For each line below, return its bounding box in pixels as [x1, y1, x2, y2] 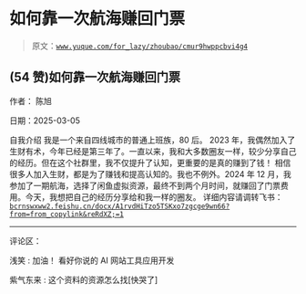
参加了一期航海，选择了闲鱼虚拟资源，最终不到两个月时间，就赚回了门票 [9, 180, 280, 191]
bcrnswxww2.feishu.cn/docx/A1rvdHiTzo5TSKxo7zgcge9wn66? [9, 202, 230, 211]
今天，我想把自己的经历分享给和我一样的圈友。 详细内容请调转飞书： [25, 191, 283, 202]
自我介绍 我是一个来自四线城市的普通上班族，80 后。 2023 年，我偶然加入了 [9, 134, 296, 145]
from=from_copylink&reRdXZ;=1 [9, 209, 125, 219]
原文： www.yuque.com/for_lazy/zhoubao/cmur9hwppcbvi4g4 [31, 40, 249, 51]
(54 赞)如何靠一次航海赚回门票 [9, 69, 181, 85]
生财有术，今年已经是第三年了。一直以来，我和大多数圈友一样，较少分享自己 [9, 145, 297, 156]
